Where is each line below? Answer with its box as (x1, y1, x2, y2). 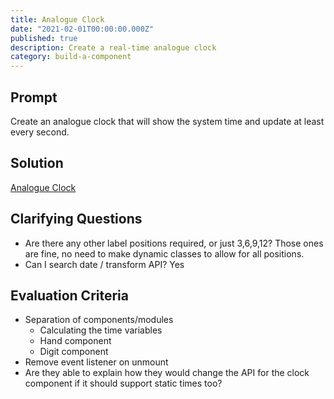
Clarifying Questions (10, 211, 143, 228)
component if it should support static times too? (24, 377, 223, 390)
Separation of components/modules (24, 314, 174, 326)
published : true (10, 33, 78, 43)
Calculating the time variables (39, 324, 163, 336)
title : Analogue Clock (10, 14, 105, 25)
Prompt (10, 89, 58, 106)
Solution (10, 155, 64, 172)
